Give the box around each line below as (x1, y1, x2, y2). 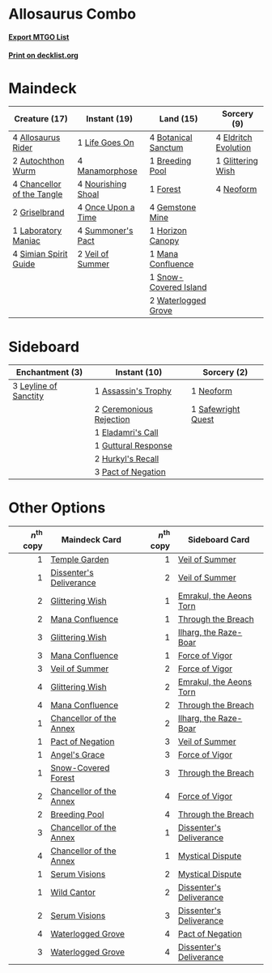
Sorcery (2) (202, 367, 249, 378)
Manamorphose (77, 165, 138, 176)
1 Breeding (149, 155, 192, 167)
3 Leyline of (12, 380, 58, 392)
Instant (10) (115, 367, 163, 378)
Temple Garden (50, 554, 109, 565)
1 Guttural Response (94, 440, 172, 452)
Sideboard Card (187, 533, 250, 545)
